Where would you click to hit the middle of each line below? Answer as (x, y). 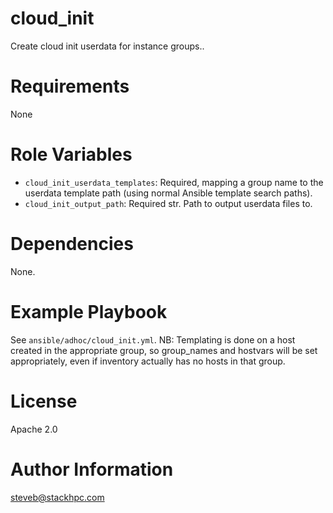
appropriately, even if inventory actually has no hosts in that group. (148, 361)
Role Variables (71, 154)
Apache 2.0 (34, 429)
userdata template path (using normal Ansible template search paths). (168, 193)
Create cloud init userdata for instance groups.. (107, 46)
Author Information (92, 469)
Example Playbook (89, 311)
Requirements (70, 86)
